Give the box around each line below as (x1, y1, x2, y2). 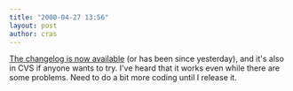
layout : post (9, 21, 58, 30)
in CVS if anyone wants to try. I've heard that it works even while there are (9, 63, 281, 73)
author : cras (9, 29, 58, 38)
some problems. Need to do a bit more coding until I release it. (9, 72, 237, 83)
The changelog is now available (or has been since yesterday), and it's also (9, 54, 284, 64)
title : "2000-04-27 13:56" (9, 12, 109, 22)
